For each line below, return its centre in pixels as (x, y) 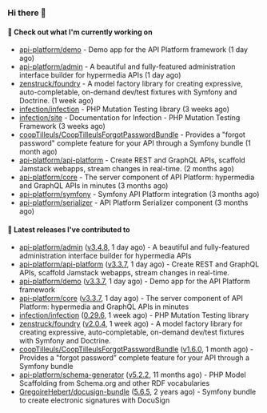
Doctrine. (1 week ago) (56, 101)
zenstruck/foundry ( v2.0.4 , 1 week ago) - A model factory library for (131, 324)
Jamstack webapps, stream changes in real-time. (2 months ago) (127, 169)
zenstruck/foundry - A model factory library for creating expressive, (131, 84)
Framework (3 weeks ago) (62, 126)
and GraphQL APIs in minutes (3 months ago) (94, 186)
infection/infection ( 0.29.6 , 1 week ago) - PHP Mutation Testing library (134, 315)
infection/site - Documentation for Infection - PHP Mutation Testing (130, 118)
